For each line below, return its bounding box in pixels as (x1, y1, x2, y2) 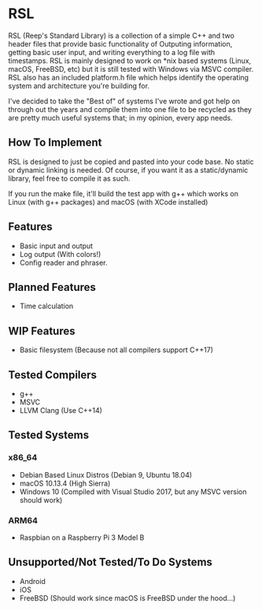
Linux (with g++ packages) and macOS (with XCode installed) (8, 197, 208, 206)
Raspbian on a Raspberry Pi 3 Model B (19, 533, 145, 542)
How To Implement (8, 136, 102, 150)
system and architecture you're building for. (8, 80, 149, 91)
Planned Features (8, 281, 97, 294)
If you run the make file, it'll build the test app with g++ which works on (8, 188, 238, 198)
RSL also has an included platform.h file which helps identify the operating (8, 73, 249, 82)
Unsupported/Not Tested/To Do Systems (8, 556, 212, 569)
